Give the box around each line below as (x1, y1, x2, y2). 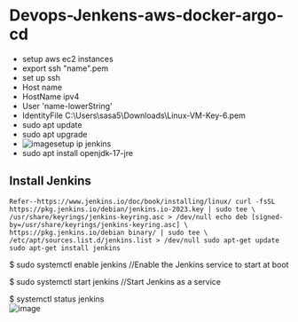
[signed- (251, 212, 284, 222)
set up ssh (21, 72, 60, 82)
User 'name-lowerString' (21, 100, 113, 111)
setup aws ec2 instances (21, 53, 114, 64)
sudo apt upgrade (21, 129, 88, 139)
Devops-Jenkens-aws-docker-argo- (9, 5, 284, 26)
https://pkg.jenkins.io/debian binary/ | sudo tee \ (9, 228, 208, 237)
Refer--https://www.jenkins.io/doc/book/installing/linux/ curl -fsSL (9, 197, 276, 206)
